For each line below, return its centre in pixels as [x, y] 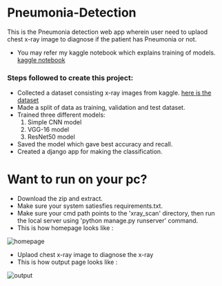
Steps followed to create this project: [70, 77]
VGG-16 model [48, 130]
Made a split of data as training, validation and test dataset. [101, 108]
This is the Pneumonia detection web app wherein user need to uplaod [108, 32]
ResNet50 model [51, 137]
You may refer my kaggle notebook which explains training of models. [116, 53]
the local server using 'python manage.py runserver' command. [108, 221]
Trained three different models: [61, 115]
